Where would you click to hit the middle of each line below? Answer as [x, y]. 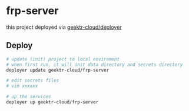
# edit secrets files [33, 80]
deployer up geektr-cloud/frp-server [52, 102]
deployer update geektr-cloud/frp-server [58, 70]
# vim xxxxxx [22, 86]
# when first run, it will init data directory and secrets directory [94, 65]
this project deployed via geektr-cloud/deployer [64, 27]
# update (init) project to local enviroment [63, 59]
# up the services [29, 97]
